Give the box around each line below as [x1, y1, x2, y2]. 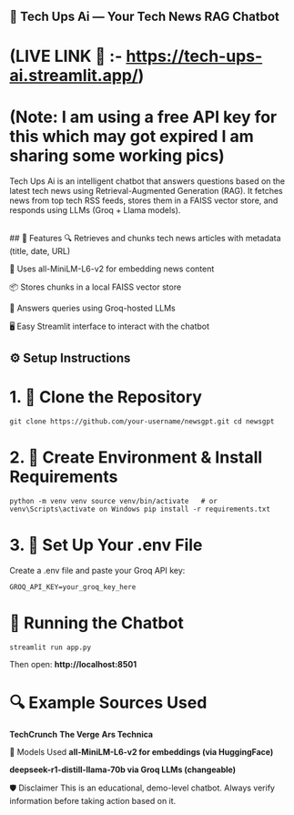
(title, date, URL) [9, 245, 71, 256]
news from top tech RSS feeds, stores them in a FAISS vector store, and [9, 195, 279, 206]
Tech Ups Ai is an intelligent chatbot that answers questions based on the [9, 175, 286, 187]
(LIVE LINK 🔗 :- [9, 46, 123, 66]
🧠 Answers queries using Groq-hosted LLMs [9, 302, 176, 313]
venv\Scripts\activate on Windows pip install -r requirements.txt [9, 504, 271, 514]
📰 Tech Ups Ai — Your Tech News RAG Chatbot [9, 9, 280, 25]
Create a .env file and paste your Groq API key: [9, 565, 186, 576]
